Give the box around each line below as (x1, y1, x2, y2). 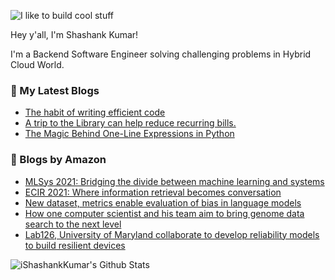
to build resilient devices (24, 239, 126, 251)
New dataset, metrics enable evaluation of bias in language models (24, 196, 302, 209)
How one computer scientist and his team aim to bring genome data (24, 207, 305, 219)
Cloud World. (10, 59, 65, 70)
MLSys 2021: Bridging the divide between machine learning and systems (24, 175, 325, 187)
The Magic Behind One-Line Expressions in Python (24, 128, 235, 140)
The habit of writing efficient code (24, 106, 166, 119)
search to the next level (24, 218, 122, 230)
